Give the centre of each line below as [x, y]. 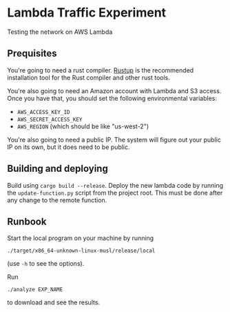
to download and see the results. [54, 302]
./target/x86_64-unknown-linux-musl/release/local [81, 251]
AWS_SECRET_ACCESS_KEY [50, 119]
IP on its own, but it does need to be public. [69, 147]
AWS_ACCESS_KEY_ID [43, 112]
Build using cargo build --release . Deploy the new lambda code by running [115, 185]
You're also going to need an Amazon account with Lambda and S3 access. [114, 90]
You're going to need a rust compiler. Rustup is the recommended [101, 70]
